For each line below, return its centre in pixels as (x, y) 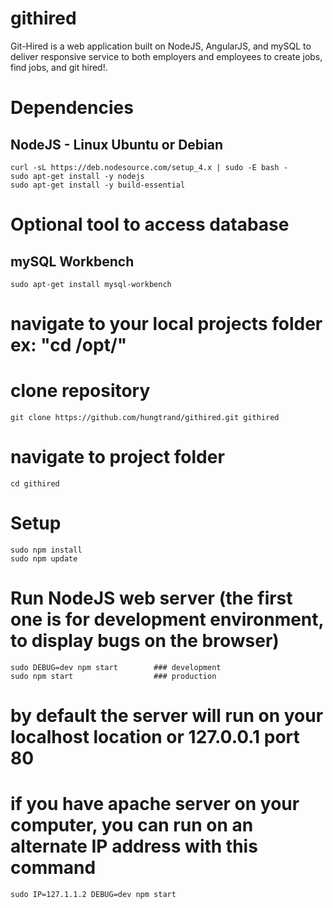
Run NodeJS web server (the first (151, 598)
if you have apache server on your (155, 804)
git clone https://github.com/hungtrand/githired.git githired (145, 418)
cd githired (35, 484)
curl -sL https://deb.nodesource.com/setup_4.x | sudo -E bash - (149, 167)
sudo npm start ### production (113, 676)
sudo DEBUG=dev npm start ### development (116, 667)
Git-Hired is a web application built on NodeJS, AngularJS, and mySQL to (161, 46)
